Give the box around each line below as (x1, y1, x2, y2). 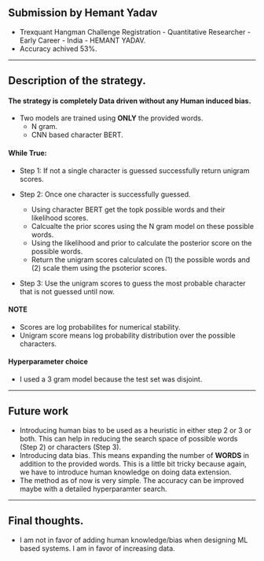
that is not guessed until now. (19, 286, 115, 296)
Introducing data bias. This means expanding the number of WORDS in (19, 450, 250, 460)
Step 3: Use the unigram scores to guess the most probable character (19, 279, 246, 288)
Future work (8, 404, 69, 418)
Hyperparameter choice (8, 357, 89, 367)
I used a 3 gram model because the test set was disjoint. (19, 375, 203, 384)
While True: (8, 149, 47, 157)
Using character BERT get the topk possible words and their (31, 205, 225, 214)
